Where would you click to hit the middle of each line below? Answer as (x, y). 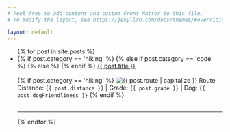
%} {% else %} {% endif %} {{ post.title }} (76, 66)
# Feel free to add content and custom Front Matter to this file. (105, 13)
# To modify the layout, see (49, 20)
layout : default (30, 32)
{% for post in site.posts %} (56, 51)
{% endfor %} (37, 122)
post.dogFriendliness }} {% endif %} (71, 95)
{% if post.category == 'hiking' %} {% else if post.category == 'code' (115, 59)
